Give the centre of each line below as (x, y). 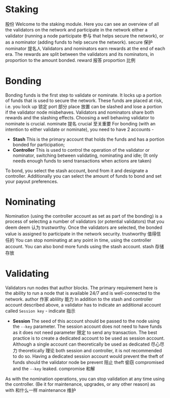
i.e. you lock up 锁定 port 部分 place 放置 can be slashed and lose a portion (84, 106)
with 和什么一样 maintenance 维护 (41, 390)
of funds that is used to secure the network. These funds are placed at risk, (84, 101)
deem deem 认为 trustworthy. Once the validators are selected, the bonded (84, 227)
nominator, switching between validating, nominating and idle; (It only (85, 155)
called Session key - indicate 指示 (40, 311)
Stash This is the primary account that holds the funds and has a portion (89, 139)
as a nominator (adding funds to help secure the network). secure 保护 (79, 42)
